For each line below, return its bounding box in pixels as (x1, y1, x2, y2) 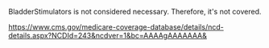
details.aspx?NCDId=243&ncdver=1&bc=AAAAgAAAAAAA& (8, 31, 207, 40)
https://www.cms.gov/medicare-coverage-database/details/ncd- (8, 22, 224, 31)
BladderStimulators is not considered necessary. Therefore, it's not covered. (8, 7, 262, 16)
